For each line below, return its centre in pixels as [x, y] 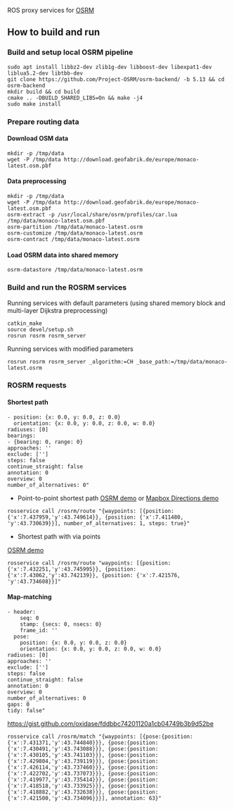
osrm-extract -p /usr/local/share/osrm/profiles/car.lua [92, 215]
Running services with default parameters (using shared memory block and [116, 303]
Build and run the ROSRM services [67, 288]
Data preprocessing [37, 181]
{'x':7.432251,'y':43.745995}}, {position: [72, 569]
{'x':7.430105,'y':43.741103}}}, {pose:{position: [83, 755]
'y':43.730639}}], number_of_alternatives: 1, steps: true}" [99, 523]
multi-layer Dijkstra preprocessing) [58, 310]
